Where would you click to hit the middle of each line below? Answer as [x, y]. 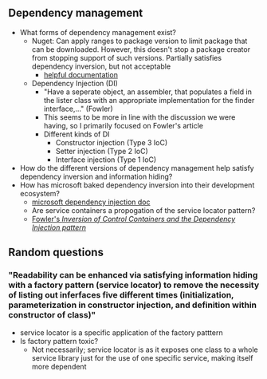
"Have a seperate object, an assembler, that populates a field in [148, 92]
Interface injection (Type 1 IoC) [106, 160]
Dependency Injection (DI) [75, 83]
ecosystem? [40, 193]
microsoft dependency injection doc [91, 202]
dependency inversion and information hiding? [96, 176]
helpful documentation [80, 74]
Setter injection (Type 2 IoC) [102, 151]
